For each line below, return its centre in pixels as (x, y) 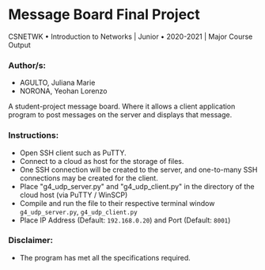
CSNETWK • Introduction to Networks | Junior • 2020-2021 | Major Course (131, 36)
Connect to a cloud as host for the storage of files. (102, 161)
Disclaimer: (31, 241)
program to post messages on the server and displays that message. (120, 115)
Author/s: (27, 65)
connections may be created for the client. (89, 178)
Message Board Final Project (104, 15)
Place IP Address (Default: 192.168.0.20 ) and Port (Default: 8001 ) (125, 220)
